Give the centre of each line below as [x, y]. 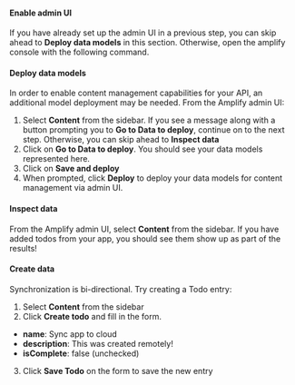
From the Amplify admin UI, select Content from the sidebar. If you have [144, 229]
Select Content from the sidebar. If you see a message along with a [149, 120]
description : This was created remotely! [98, 343]
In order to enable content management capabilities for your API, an [136, 93]
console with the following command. [79, 52]
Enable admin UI [41, 13]
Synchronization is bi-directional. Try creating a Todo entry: [121, 289]
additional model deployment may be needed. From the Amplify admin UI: [147, 103]
